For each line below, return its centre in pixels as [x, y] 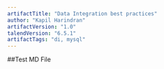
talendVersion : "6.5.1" [42, 33]
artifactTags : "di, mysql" [46, 40]
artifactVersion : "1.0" [42, 26]
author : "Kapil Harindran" [46, 20]
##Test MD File [29, 59]
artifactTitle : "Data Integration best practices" [82, 14]
